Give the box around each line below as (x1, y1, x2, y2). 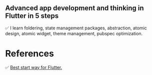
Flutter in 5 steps (5, 12, 59, 20)
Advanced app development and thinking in (5, 4, 144, 12)
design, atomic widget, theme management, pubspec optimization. (5, 30, 143, 36)
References (5, 48, 54, 59)
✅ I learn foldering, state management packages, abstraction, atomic (5, 25, 147, 31)
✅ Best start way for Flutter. (5, 64, 62, 70)
